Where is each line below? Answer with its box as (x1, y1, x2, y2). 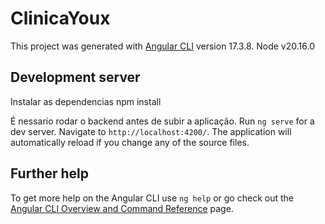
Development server (10, 69, 141, 86)
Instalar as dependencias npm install (10, 95, 162, 107)
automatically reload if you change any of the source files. (10, 136, 250, 148)
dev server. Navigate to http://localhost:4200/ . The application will (10, 125, 292, 137)
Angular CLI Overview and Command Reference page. (10, 202, 234, 214)
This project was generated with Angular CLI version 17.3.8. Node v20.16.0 (10, 40, 315, 52)
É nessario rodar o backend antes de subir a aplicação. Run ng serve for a (10, 115, 315, 127)
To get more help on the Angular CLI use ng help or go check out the (10, 192, 294, 204)
